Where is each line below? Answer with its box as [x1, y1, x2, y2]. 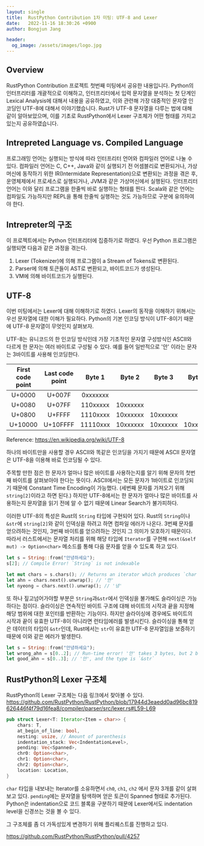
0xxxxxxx [81, 391, 109, 400]
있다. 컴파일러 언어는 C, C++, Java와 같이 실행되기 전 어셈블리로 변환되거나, [6, 162, 186, 169]
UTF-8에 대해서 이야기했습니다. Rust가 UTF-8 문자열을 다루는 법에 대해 [22, 104, 192, 112]
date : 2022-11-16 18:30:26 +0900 [6, 20, 97, 26]
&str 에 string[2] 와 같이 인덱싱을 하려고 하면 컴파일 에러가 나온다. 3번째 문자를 [6, 520, 194, 527]
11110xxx [80, 420, 110, 429]
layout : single [6, 9, 45, 15]
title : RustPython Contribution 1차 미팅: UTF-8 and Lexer [6, 15, 158, 21]
